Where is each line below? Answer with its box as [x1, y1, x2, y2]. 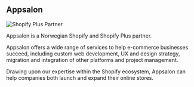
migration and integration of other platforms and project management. [6, 56, 178, 63]
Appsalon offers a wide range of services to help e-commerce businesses [6, 44, 189, 51]
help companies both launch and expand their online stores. [6, 74, 154, 81]
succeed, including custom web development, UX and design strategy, [6, 50, 180, 57]
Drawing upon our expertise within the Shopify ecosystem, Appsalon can [6, 68, 186, 75]
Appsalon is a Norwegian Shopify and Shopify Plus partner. [6, 32, 152, 39]
